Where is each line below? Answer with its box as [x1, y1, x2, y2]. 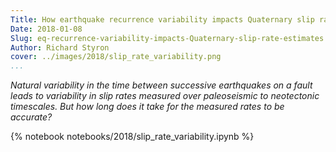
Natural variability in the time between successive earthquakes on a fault [10, 79, 313, 91]
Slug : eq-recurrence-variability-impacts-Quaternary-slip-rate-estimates [10, 33, 325, 43]
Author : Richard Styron [10, 42, 110, 53]
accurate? [10, 111, 53, 123]
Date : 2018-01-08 [10, 24, 83, 34]
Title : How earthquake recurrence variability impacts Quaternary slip [10, 14, 315, 25]
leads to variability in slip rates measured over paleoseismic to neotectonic [10, 90, 320, 102]
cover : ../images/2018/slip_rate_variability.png [10, 52, 222, 62]
